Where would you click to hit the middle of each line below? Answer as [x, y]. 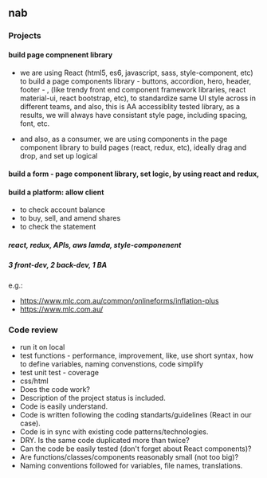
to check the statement [58, 227]
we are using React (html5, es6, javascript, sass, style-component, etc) [136, 72]
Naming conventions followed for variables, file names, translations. [131, 465]
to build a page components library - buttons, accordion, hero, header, [135, 81]
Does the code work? [55, 389]
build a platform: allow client [56, 192]
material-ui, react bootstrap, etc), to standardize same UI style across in [138, 98]
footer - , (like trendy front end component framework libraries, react [133, 89]
